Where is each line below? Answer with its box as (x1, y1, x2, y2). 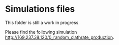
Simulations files (5, 3, 75, 15)
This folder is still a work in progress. (5, 20, 80, 25)
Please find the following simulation (5, 29, 77, 35)
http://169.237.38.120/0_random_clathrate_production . (5, 34, 115, 40)
